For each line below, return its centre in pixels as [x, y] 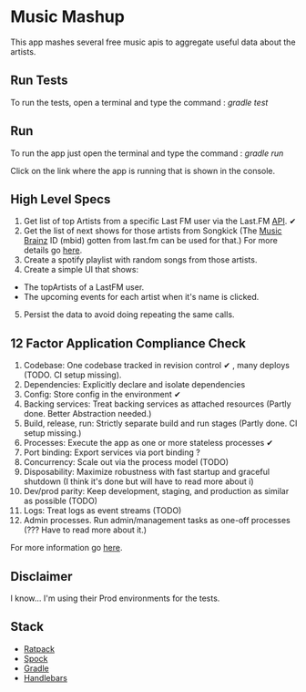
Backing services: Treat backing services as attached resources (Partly [157, 404]
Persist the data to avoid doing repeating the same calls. [129, 315]
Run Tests [39, 81]
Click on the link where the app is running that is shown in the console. [143, 170]
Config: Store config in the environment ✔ [102, 395]
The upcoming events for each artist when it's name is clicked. [141, 297]
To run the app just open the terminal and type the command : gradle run [147, 153]
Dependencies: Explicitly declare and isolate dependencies [134, 385]
